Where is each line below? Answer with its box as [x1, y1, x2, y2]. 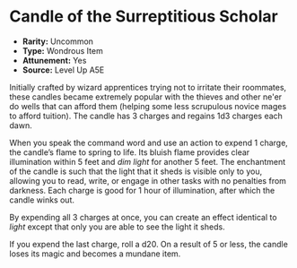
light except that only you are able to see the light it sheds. [9, 221, 226, 232]
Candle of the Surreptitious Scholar [9, 6, 278, 27]
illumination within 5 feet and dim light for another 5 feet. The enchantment [9, 156, 286, 167]
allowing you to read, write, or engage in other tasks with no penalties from [9, 175, 287, 186]
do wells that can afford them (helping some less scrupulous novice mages [9, 100, 287, 111]
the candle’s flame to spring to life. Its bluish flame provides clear [9, 146, 250, 158]
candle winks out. [9, 195, 74, 205]
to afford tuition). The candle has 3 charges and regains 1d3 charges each [9, 110, 283, 121]
